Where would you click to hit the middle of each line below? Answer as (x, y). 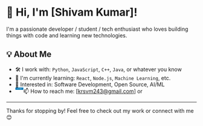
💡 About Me (29, 55)
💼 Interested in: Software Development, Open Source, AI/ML (90, 84)
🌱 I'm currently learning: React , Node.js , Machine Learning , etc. (93, 78)
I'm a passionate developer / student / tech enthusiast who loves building (97, 29)
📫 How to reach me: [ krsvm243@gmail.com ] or (83, 91)
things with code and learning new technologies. (67, 35)
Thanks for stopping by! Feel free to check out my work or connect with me (100, 110)
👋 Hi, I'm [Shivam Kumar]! (72, 12)
